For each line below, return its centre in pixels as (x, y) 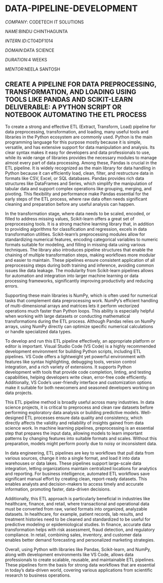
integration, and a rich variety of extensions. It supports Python (68, 367)
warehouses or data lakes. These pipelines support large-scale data (73, 463)
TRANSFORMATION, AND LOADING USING (71, 92)
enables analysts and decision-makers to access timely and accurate (74, 484)
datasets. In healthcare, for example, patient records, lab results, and (74, 514)
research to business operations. (38, 575)
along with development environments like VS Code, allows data (69, 554)
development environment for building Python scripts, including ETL (73, 351)
